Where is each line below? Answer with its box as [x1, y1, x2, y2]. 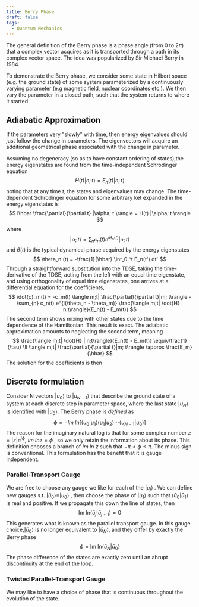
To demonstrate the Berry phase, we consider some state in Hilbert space [6, 72, 187, 79]
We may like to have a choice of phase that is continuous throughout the [6, 589, 184, 596]
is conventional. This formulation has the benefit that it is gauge [6, 449, 162, 456]
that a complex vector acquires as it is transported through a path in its [6, 48, 179, 55]
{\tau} [7, 343, 22, 351]
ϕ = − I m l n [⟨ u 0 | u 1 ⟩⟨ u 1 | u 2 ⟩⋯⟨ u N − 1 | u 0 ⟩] [53, 419, 147, 427]
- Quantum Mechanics [11, 25, 62, 32]
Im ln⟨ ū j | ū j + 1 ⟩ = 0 [78, 509, 122, 518]
